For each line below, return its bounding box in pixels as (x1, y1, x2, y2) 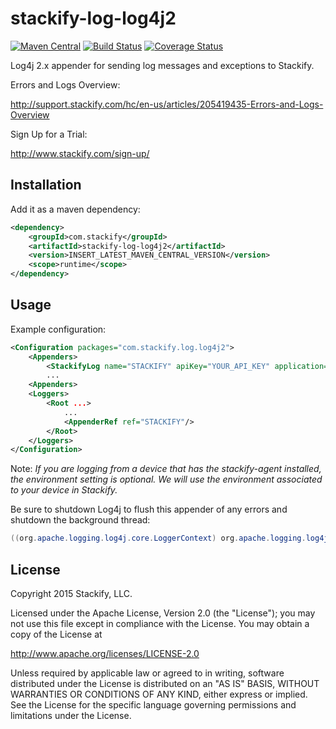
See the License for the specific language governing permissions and (10, 699, 297, 711)
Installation (10, 177, 82, 194)
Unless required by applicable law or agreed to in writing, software (10, 667, 285, 679)
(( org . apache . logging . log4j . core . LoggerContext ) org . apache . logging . (10, 533, 307, 544)
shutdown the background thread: (10, 514, 151, 526)
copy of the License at (10, 628, 103, 640)
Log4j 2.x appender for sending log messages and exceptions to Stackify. (10, 59, 315, 71)
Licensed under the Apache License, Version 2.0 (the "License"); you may (10, 607, 316, 619)
